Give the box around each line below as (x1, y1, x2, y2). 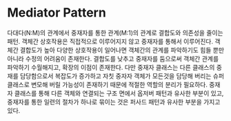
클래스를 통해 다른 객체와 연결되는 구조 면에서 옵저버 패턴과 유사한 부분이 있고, (14, 89, 224, 97)
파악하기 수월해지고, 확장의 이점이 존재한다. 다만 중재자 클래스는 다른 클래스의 (7, 63, 215, 71)
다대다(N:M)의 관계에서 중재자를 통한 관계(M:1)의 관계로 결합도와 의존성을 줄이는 (7, 28, 223, 37)
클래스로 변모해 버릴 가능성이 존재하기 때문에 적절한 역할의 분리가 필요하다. (7, 80, 208, 89)
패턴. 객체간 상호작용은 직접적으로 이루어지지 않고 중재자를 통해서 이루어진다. (7, 37, 214, 46)
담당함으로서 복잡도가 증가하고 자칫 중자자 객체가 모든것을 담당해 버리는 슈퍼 (19, 71, 225, 80)
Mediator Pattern (7, 5, 107, 21)
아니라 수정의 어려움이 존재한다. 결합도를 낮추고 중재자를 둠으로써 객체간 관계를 (7, 54, 219, 63)
